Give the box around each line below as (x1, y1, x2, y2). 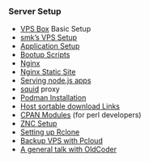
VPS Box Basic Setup (19, 24, 92, 34)
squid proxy (19, 84, 61, 94)
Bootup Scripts (19, 50, 70, 60)
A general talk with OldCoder (19, 144, 117, 155)
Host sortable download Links (19, 101, 120, 111)
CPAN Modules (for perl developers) (19, 110, 142, 120)
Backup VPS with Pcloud (19, 136, 103, 146)
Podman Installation (19, 93, 87, 103)
